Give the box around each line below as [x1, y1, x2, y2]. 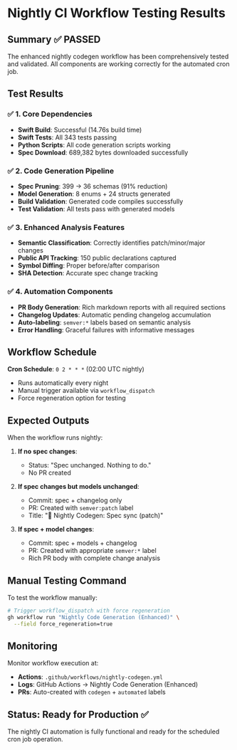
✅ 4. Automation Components [7, 287, 113, 297]
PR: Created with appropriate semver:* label [28, 546, 157, 555]
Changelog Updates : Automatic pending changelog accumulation [17, 310, 211, 319]
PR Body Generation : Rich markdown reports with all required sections [17, 302, 226, 311]
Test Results [7, 88, 64, 100]
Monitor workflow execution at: [7, 659, 99, 667]
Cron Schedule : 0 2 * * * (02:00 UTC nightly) [7, 365, 144, 374]
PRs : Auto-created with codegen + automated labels [17, 688, 166, 697]
